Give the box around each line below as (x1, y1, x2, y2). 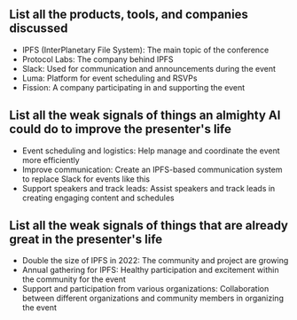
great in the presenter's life (9, 232, 163, 247)
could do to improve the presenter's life (9, 121, 232, 137)
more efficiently (21, 154, 80, 165)
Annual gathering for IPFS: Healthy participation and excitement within (21, 265, 279, 276)
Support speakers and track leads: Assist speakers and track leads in (21, 183, 276, 193)
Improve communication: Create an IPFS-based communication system (21, 164, 283, 175)
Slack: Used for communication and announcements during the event (21, 63, 277, 74)
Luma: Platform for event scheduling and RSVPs (21, 73, 198, 83)
